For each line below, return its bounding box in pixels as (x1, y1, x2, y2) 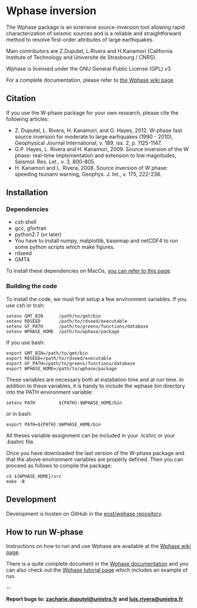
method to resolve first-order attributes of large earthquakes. (6, 36, 154, 43)
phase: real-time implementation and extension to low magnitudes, (14, 152, 176, 159)
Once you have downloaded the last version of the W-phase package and (6, 449, 185, 456)
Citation (6, 93, 36, 103)
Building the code (6, 282, 58, 290)
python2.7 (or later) (14, 231, 62, 238)
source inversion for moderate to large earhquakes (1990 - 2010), (14, 133, 173, 140)
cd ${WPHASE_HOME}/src (6, 473, 62, 479)
